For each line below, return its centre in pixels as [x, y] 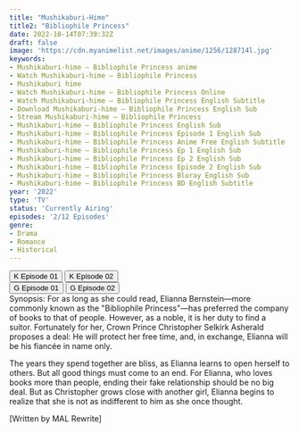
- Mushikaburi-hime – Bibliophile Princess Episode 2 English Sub [135, 167]
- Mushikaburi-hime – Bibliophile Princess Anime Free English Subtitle [147, 142]
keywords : [28, 59]
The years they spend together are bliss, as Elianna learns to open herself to [149, 363]
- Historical [33, 250]
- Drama [24, 233]
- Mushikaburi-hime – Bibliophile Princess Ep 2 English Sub [125, 158]
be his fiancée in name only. [61, 346]
